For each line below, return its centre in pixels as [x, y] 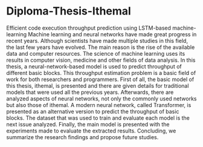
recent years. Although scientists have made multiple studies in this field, [97, 41]
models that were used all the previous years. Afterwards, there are [90, 92]
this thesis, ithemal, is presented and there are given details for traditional [98, 85]
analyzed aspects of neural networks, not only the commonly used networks [101, 99]
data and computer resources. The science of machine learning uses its [96, 53]
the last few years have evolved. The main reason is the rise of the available [101, 47]
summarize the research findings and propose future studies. [82, 137]
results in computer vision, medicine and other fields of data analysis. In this [101, 60]
